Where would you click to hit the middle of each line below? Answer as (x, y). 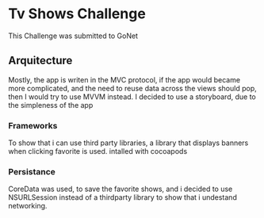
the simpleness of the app (51, 105)
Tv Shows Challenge (77, 14)
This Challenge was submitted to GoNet (73, 36)
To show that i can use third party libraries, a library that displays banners (128, 143)
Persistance (32, 171)
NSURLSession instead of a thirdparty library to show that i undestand (123, 197)
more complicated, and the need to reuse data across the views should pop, (133, 88)
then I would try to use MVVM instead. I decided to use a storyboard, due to (132, 97)
